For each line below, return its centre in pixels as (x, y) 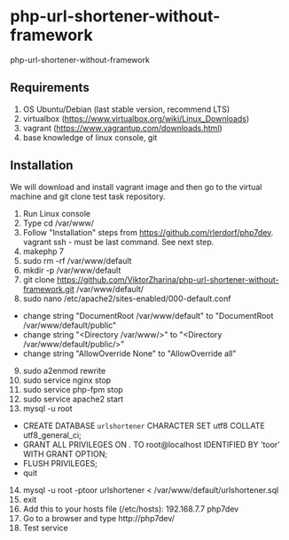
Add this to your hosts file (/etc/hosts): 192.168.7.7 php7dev (131, 509)
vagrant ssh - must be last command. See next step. (118, 242)
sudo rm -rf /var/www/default (77, 260)
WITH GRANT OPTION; (65, 454)
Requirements (50, 87)
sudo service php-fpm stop (73, 389)
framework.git (48, 289)
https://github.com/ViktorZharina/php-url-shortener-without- (168, 279)
